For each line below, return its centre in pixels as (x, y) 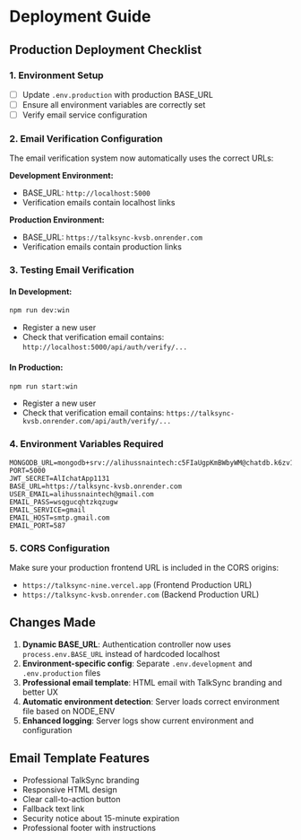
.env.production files (61, 673)
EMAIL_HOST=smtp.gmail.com (60, 518)
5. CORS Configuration (60, 547)
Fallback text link (53, 809)
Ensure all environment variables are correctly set (114, 104)
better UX (40, 692)
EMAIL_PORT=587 (38, 525)
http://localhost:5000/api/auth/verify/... (105, 347)
